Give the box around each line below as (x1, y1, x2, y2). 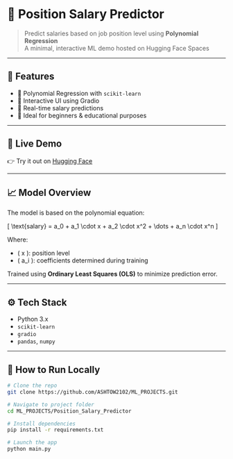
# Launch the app (7, 439, 58, 447)
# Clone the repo (7, 382, 58, 389)
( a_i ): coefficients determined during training (17, 256, 148, 265)
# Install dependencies (7, 420, 76, 427)
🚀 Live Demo (7, 138, 62, 150)
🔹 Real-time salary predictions (17, 103, 104, 112)
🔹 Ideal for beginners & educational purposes (17, 111, 147, 119)
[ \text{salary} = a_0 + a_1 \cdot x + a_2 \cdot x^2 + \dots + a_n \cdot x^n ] (7, 222, 218, 231)
